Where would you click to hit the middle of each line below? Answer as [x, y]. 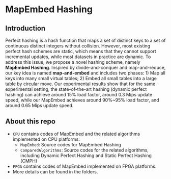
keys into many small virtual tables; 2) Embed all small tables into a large [81, 78]
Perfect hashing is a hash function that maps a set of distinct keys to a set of [85, 40]
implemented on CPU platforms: [46, 139]
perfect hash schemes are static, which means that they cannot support [81, 51]
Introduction [25, 28]
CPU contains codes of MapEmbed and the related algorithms [76, 134]
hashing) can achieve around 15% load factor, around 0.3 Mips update [79, 95]
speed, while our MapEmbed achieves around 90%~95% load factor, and [82, 100]
